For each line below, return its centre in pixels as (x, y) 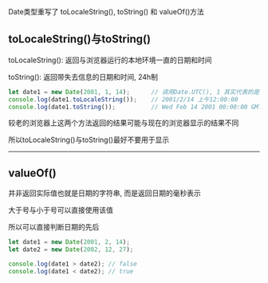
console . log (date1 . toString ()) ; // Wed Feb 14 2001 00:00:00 (128, 107)
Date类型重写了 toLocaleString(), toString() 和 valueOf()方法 (106, 12)
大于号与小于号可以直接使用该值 (61, 210)
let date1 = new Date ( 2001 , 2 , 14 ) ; (69, 242)
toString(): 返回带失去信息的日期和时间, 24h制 (83, 77)
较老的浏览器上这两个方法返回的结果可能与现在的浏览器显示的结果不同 (124, 123)
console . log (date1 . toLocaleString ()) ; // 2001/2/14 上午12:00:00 (123, 99)
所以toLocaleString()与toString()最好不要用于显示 (89, 140)
